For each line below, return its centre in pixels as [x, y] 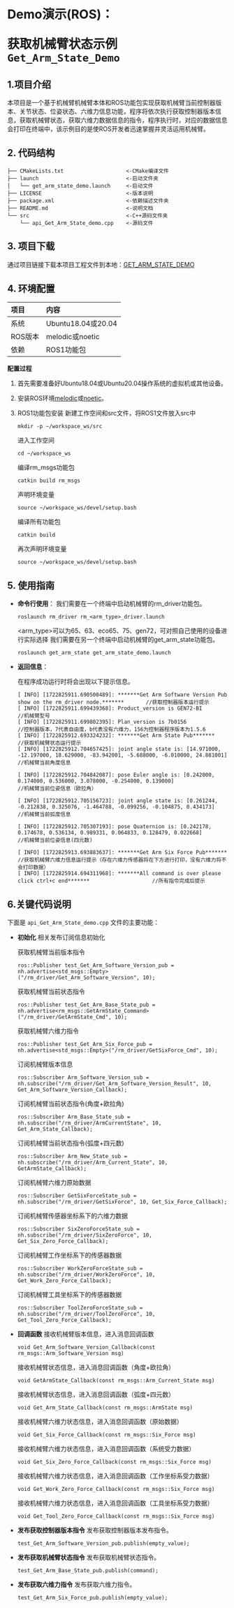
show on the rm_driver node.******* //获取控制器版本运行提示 [113, 702]
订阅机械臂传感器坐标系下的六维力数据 [72, 1216]
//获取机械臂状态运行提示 [49, 743]
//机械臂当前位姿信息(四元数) [55, 840]
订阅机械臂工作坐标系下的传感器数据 [70, 1256]
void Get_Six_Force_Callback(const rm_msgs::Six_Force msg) [107, 1435]
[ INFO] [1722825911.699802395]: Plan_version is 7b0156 [102, 722]
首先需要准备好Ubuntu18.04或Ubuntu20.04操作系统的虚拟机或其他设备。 [122, 383]
